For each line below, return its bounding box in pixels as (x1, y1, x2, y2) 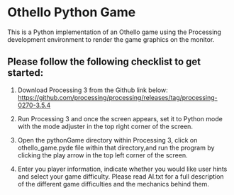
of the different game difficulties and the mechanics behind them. (17, 179, 209, 188)
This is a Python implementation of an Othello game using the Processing (7, 28, 222, 36)
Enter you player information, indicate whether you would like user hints (17, 165, 228, 173)
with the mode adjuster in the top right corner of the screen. (17, 122, 194, 130)
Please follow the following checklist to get (7, 56, 201, 68)
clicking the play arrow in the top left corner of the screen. (17, 150, 188, 160)
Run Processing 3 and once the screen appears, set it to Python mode (17, 114, 223, 123)
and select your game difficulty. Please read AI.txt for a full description (17, 172, 225, 181)
